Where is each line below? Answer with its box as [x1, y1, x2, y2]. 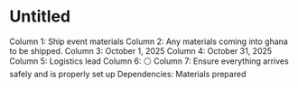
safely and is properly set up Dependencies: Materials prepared [9, 68, 247, 79]
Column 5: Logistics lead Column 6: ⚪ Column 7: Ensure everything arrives [9, 56, 289, 66]
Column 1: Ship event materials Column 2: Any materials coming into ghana [9, 36, 289, 47]
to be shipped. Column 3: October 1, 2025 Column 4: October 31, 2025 [9, 45, 273, 56]
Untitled [9, 6, 71, 27]
